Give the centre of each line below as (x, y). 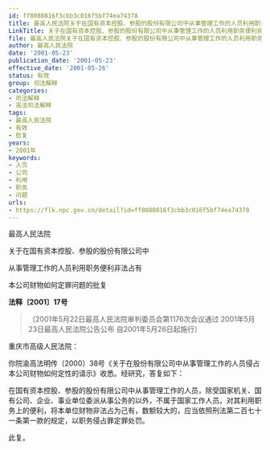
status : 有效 (29, 76)
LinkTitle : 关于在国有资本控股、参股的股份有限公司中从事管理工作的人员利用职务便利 (133, 31)
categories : (28, 90)
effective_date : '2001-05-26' (59, 68)
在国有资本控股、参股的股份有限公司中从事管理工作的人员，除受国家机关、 (131, 391)
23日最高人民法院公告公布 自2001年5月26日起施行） (115, 329)
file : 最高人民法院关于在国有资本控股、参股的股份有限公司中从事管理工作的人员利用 (130, 38)
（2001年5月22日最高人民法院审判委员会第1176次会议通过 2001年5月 (141, 319)
